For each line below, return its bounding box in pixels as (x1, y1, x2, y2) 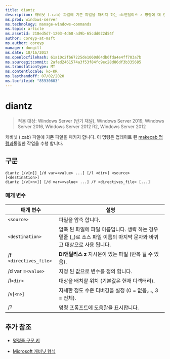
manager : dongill (5, 45, 42, 50)
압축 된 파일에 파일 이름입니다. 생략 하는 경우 (59, 226, 158, 233)
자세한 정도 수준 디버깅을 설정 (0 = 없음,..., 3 (59, 287, 158, 294)
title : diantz (5, 7, 35, 13)
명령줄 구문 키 (12, 337, 40, 343)
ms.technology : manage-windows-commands (5, 21, 92, 27)
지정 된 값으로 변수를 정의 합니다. (59, 267, 133, 275)
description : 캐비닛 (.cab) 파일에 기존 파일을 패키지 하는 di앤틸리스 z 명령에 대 (5, 12, 161, 17)
